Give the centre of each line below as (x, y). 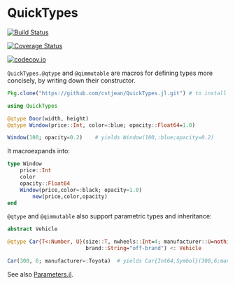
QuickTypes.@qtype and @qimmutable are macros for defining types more (110, 73)
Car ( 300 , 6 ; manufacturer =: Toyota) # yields (74, 261)
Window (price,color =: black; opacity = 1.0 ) (81, 190)
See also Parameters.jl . (40, 274)
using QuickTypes (33, 106)
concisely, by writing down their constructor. (71, 80)
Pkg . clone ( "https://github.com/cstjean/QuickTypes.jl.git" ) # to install (117, 93)
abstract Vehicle (33, 229)
